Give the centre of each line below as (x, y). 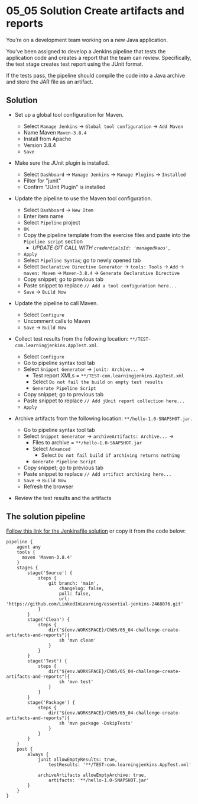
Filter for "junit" (42, 180)
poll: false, (75, 594)
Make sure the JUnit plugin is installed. (62, 163)
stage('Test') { (47, 661)
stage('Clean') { (48, 619)
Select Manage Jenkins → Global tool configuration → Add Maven (103, 126)
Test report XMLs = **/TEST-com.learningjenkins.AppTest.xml (108, 375)
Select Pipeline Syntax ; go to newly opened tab (82, 260)
